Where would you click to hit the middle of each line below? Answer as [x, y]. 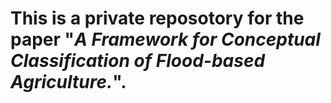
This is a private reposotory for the [157, 18]
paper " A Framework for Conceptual [165, 39]
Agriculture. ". [68, 82]
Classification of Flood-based [138, 61]
